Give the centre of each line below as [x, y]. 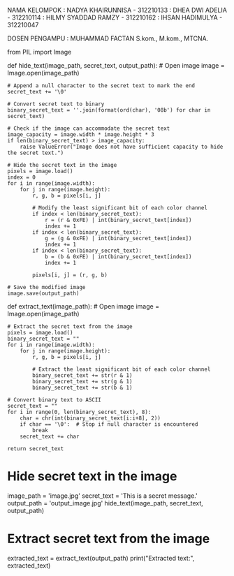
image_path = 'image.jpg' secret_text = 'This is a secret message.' [102, 496]
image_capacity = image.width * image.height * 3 [81, 135]
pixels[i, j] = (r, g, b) [70, 275]
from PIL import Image [39, 52]
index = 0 [22, 177]
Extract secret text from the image [109, 539]
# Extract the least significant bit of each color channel [122, 369]
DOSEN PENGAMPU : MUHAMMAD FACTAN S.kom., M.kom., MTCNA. [108, 38]
